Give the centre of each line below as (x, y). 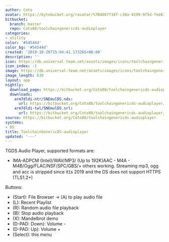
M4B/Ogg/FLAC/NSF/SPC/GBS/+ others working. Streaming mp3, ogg (86, 166)
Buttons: (14, 188)
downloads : (21, 94)
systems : (14, 122)
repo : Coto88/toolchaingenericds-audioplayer (58, 29)
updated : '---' (21, 137)
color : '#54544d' (23, 43)
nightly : (14, 85)
